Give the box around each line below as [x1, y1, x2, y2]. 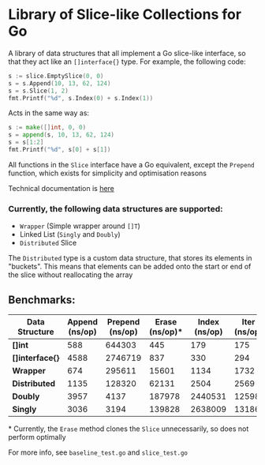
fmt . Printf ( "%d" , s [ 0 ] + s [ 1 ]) [8, 146, 111, 154]
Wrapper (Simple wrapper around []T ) [19, 221, 140, 231]
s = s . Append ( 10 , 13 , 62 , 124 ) [8, 79, 111, 88]
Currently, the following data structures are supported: [8, 203, 223, 214]
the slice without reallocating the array [8, 270, 133, 279]
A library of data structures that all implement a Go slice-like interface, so [8, 48, 246, 58]
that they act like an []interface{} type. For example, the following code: [8, 57, 246, 66]
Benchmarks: [8, 293, 77, 306]
